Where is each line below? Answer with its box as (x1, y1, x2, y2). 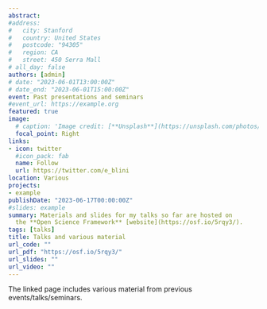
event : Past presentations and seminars (8, 93, 145, 101)
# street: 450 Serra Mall (8, 56, 102, 64)
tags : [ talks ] (8, 226, 56, 234)
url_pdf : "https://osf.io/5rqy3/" (8, 248, 123, 256)
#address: (8, 19, 41, 27)
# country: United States (8, 33, 102, 42)
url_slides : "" (8, 255, 59, 263)
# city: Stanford (8, 26, 73, 34)
